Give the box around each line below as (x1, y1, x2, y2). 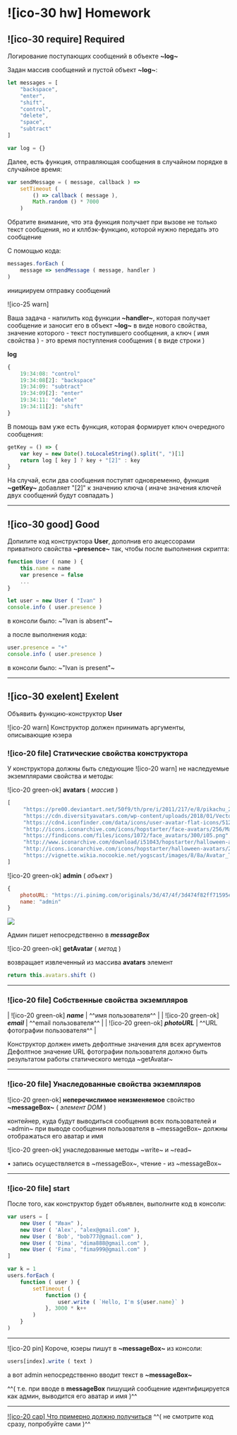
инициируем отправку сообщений (7, 286, 111, 294)
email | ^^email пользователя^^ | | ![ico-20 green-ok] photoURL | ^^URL (7, 1019, 218, 1027)
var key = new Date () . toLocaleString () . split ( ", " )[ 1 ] (20, 450, 185, 457)
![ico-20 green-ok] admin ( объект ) (7, 871, 113, 880)
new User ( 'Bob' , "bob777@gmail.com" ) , (20, 1233, 143, 1240)
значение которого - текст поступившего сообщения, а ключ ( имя (7, 328, 209, 337)
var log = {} (7, 144, 46, 151)
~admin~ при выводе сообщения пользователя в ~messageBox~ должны (7, 1124, 228, 1133)
